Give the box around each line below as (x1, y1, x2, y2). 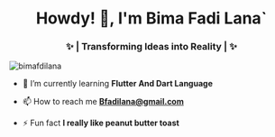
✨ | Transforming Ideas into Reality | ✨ (66, 41, 237, 53)
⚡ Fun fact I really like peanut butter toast (22, 117, 180, 129)
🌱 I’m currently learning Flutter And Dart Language (22, 78, 214, 89)
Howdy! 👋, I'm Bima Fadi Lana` (35, 8, 268, 29)
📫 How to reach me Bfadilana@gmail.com (22, 96, 185, 107)
